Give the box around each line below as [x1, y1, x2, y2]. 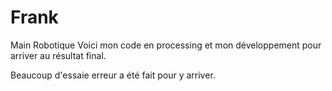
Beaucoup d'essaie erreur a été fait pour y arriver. [10, 69, 216, 81]
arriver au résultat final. [10, 49, 107, 61]
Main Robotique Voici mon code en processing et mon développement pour [10, 39, 322, 51]
